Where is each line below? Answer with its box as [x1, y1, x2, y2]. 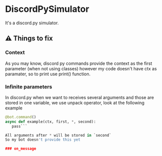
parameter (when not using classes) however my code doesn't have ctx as [5, 65, 157, 71]
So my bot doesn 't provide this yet [5, 137, 81, 142]
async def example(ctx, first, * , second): [5, 119, 96, 124]
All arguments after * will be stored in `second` [5, 133, 112, 138]
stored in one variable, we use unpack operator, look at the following [5, 100, 145, 105]
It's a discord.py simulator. [5, 20, 59, 26]
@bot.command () [5, 114, 37, 119]
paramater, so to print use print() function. [5, 71, 90, 77]
